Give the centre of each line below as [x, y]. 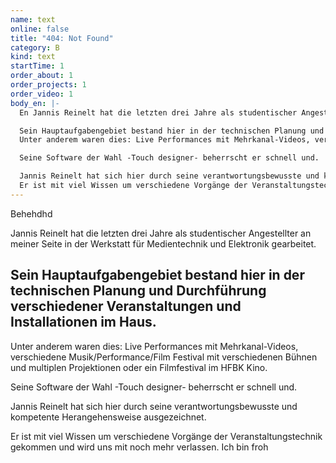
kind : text [33, 57]
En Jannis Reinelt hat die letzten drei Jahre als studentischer [158, 112]
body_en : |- [35, 103]
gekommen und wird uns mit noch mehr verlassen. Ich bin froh [139, 447]
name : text [33, 19]
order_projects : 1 [48, 85]
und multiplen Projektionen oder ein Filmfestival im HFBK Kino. [139, 367]
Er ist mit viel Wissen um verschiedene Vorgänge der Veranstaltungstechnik [166, 436]
